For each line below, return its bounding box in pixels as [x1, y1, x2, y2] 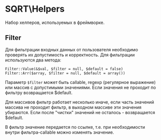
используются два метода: [5, 57, 61, 63]
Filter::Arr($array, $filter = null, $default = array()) [5, 71, 125, 76]
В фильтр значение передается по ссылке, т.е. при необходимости [5, 124, 145, 130]
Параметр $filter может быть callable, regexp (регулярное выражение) [5, 79, 156, 85]
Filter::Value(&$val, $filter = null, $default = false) [5, 66, 123, 71]
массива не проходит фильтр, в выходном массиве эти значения [5, 104, 141, 110]
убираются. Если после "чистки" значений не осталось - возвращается [5, 109, 155, 115]
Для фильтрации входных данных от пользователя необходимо [5, 46, 138, 52]
